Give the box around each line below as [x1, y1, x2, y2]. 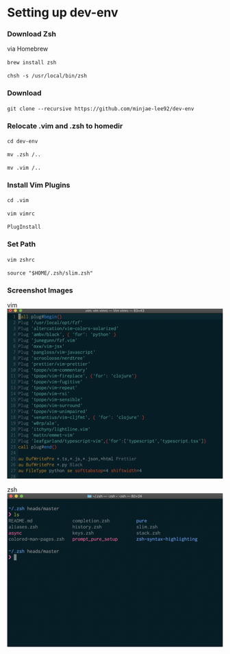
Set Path [7, 240, 36, 249]
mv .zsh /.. [7, 151, 41, 158]
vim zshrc [7, 256, 36, 263]
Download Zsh [7, 29, 57, 39]
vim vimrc [7, 210, 36, 217]
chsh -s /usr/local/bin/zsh [7, 73, 88, 79]
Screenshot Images [7, 286, 73, 295]
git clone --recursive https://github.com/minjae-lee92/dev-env [7, 105, 194, 112]
